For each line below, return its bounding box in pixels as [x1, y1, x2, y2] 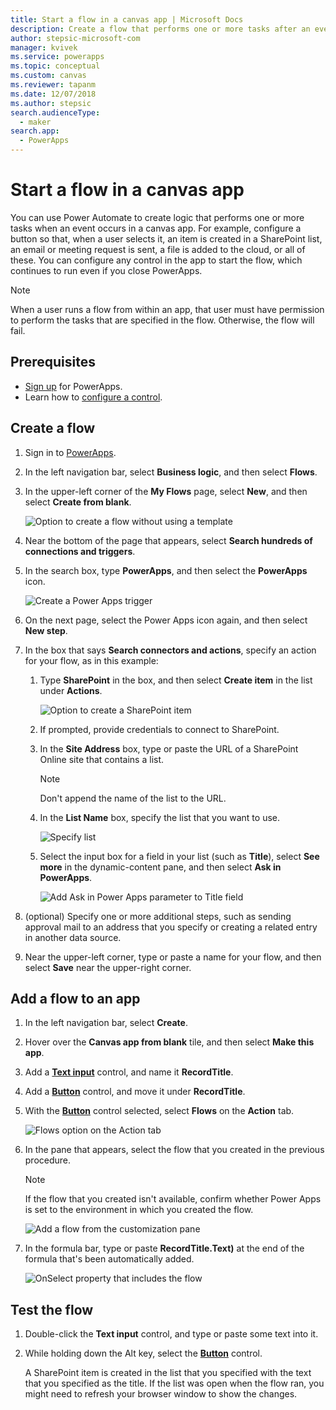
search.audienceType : [10, 107, 101, 118]
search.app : [10, 126, 60, 136]
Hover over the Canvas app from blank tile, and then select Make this [24, 1036, 315, 1048]
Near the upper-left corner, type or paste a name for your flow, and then [24, 951, 322, 963]
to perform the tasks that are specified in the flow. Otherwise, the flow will [10, 314, 315, 326]
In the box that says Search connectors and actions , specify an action [24, 644, 317, 656]
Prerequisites [10, 354, 96, 371]
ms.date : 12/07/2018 [10, 89, 97, 99]
